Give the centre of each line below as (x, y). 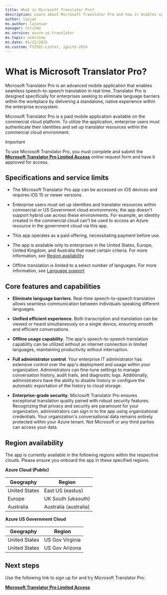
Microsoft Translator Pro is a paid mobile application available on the (75, 116)
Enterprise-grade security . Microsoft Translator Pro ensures (75, 396)
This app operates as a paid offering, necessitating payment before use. (86, 235)
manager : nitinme (23, 28)
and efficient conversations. (41, 329)
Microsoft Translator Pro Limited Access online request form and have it (80, 157)
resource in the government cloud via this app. (60, 226)
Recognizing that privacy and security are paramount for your (76, 406)
